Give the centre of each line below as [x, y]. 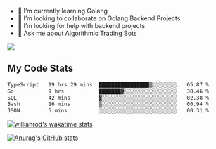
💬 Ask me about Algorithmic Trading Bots [77, 33]
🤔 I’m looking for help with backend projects [81, 26]
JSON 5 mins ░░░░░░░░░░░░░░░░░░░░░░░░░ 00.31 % [108, 111]
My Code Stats [40, 69]
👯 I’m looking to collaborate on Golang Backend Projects [99, 18]
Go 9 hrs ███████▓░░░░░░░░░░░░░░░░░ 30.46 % [108, 91]
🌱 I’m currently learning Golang [62, 11]
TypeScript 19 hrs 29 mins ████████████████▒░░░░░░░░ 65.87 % [108, 84]
